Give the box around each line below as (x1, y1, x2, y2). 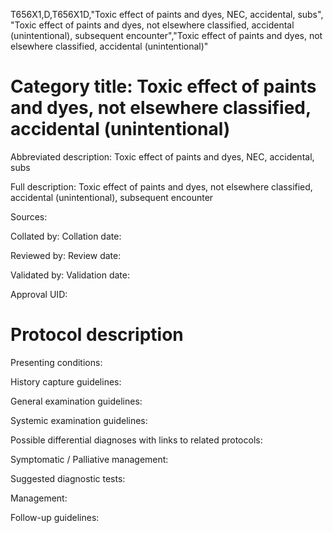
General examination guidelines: (10, 395, 143, 407)
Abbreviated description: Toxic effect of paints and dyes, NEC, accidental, (10, 150, 315, 163)
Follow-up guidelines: (10, 511, 100, 523)
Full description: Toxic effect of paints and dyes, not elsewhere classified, (10, 180, 313, 193)
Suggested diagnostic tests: (10, 472, 126, 484)
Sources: (10, 210, 48, 223)
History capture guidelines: (10, 375, 122, 388)
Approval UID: (10, 288, 68, 300)
